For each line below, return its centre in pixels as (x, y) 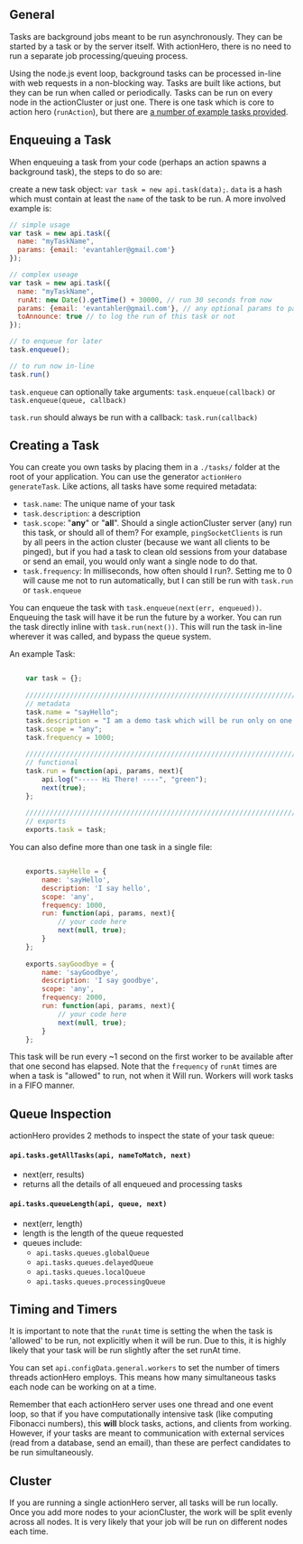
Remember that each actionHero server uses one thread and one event (142, 1405)
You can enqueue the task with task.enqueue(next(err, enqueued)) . (136, 608)
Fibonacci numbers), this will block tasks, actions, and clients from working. (151, 1424)
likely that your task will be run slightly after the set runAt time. (125, 1351)
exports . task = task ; (66, 830)
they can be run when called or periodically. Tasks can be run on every (141, 92)
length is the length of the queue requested (103, 1233)
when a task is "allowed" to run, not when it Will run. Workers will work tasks (151, 1076)
